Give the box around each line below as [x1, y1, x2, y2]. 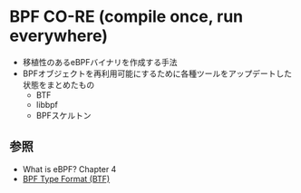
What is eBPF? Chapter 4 [22, 163, 117, 174]
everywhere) [9, 25, 109, 46]
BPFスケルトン [35, 110, 92, 121]
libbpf [35, 99, 59, 110]
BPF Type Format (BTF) [22, 173, 111, 184]
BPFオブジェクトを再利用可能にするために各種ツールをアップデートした [22, 68, 293, 79]
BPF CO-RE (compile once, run [9, 6, 244, 27]
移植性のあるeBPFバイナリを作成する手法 [22, 56, 179, 67]
